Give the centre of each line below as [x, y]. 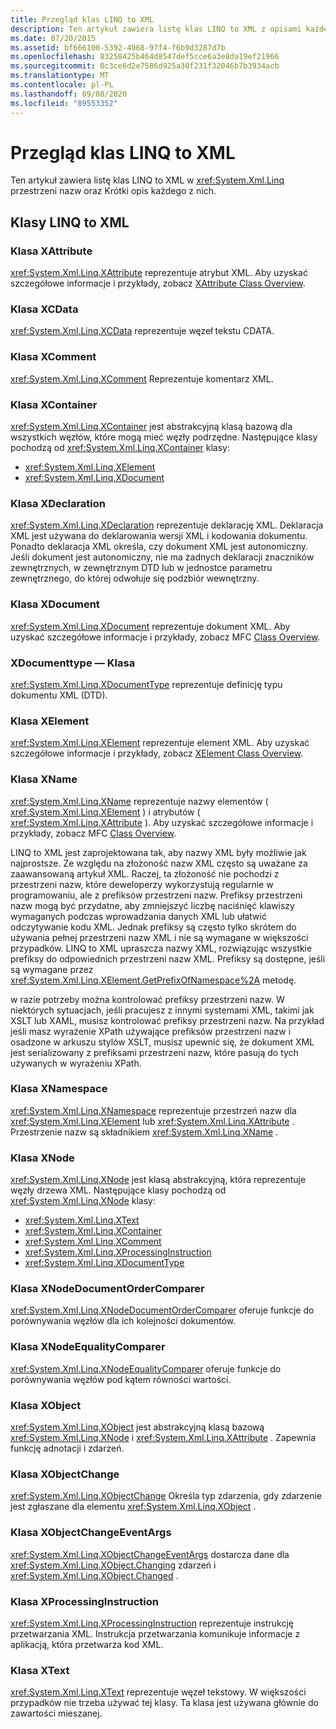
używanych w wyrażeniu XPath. [76, 1063]
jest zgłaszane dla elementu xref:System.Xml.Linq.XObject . [133, 1507]
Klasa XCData [44, 309]
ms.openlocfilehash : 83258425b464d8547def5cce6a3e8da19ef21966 [145, 57]
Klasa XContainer [54, 404]
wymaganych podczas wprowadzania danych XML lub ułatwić [138, 916]
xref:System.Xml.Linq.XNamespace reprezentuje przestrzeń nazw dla [153, 1110]
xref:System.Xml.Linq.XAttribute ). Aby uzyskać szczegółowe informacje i [162, 822]
